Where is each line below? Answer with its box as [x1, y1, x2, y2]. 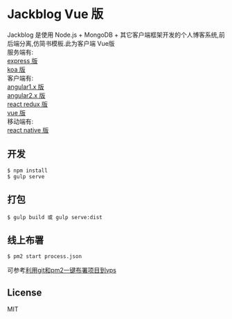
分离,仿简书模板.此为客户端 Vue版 [19, 39, 116, 47]
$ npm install [7, 167, 48, 174]
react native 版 [7, 126, 49, 134]
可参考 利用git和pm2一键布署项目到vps [7, 266, 116, 275]
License [7, 286, 42, 298]
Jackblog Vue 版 [7, 6, 104, 22]
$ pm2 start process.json [7, 253, 82, 260]
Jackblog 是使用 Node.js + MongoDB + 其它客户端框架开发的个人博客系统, [7, 31, 220, 39]
